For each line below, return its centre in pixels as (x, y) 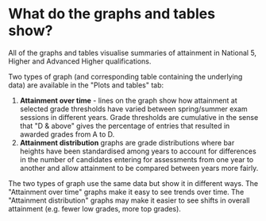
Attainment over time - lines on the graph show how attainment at (129, 100)
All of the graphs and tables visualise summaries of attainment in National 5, (132, 52)
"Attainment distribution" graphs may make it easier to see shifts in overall (129, 200)
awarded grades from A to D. (67, 134)
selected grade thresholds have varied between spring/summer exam (133, 109)
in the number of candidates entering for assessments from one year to (137, 159)
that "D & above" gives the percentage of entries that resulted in (125, 126)
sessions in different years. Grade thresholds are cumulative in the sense (139, 117)
